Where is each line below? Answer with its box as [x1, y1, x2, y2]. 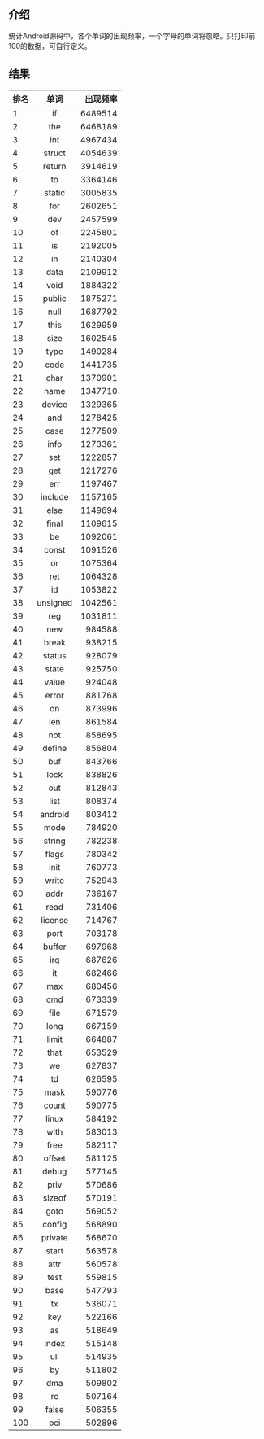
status [42, 650, 67, 661]
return [43, 160, 67, 172]
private [41, 1231, 68, 1243]
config [41, 1218, 67, 1230]
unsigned [37, 597, 73, 608]
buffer [43, 941, 67, 952]
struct [43, 147, 67, 159]
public [42, 292, 67, 304]
